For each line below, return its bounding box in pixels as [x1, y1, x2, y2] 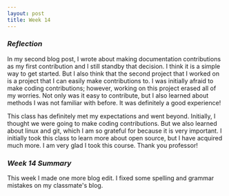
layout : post [7, 10, 45, 17]
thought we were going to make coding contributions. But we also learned [7, 119, 217, 127]
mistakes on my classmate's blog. [7, 182, 103, 190]
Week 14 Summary [7, 158, 72, 168]
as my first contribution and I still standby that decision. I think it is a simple [7, 62, 221, 70]
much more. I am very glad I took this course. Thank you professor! [7, 141, 199, 149]
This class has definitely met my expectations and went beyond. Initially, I [7, 111, 216, 120]
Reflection [7, 39, 43, 49]
